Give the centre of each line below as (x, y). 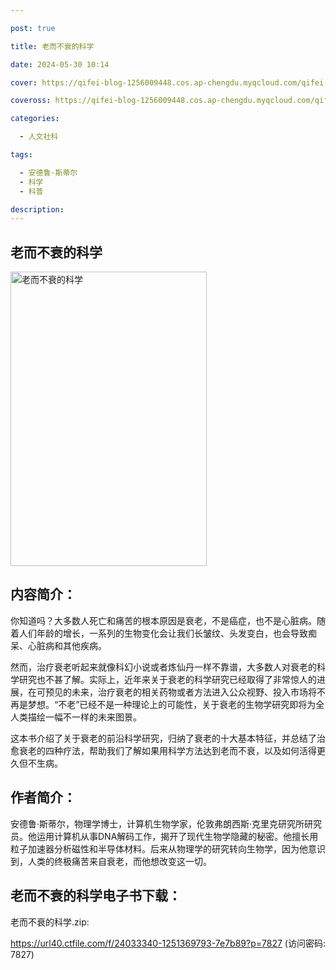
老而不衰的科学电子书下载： (96, 896)
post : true (33, 28)
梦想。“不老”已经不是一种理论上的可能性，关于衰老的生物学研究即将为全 (176, 704)
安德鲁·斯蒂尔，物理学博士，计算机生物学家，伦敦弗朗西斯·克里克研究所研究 (166, 823)
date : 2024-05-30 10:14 (60, 64)
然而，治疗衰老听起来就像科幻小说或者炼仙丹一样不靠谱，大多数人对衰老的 (163, 667)
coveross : (31, 101)
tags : (21, 155)
